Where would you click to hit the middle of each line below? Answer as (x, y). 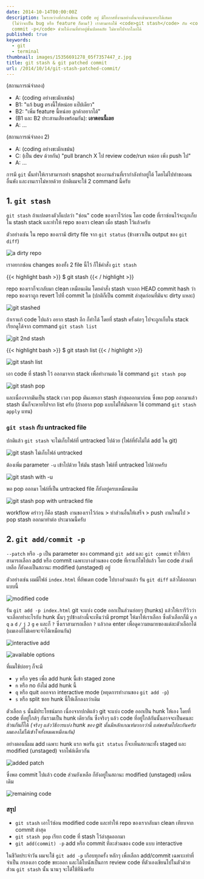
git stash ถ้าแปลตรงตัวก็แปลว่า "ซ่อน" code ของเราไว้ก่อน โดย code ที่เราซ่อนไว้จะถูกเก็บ (102, 216)
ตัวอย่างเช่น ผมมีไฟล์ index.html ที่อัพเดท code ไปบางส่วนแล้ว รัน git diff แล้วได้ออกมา (101, 580)
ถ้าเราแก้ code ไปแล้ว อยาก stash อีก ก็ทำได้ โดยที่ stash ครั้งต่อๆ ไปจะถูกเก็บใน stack (97, 320)
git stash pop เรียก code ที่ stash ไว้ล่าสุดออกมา (70, 836)
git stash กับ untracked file (46, 428)
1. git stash (29, 201)
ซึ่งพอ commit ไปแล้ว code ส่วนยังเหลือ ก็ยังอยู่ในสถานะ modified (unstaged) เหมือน (99, 775)
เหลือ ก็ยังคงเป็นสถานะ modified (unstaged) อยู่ (58, 567)
